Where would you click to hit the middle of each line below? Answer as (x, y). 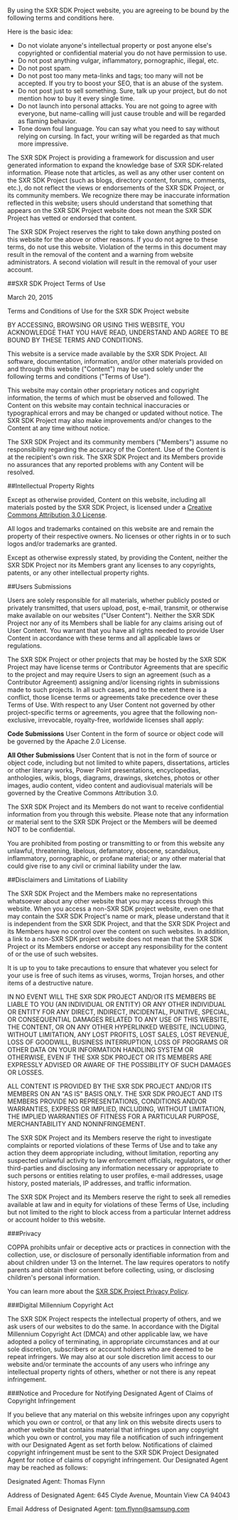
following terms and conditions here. (61, 18)
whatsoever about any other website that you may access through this (110, 901)
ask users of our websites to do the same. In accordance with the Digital (113, 1326)
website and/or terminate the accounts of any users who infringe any (108, 1364)
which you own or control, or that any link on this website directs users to (114, 1422)
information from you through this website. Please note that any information (118, 814)
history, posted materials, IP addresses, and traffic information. (99, 1183)
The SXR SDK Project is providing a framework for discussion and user (111, 157)
